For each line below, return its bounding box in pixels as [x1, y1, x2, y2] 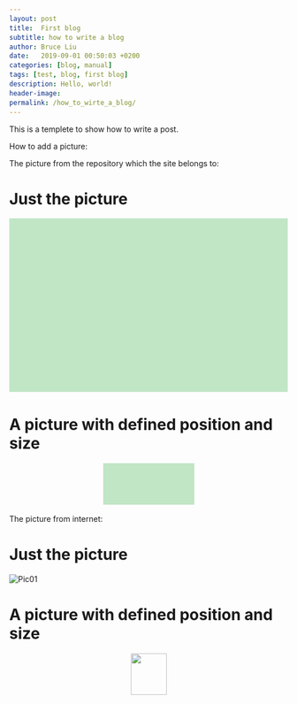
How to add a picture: [9, 141, 88, 151]
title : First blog [9, 23, 81, 33]
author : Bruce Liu [9, 42, 77, 51]
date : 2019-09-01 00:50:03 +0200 [9, 51, 141, 61]
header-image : [9, 88, 62, 97]
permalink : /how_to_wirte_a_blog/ [9, 98, 137, 107]
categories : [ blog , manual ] [9, 61, 113, 70]
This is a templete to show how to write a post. [9, 124, 179, 134]
